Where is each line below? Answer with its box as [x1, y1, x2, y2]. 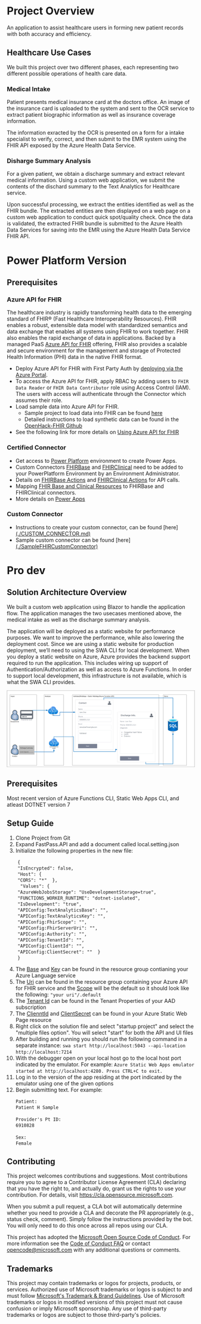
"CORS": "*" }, [17, 877, 58, 883]
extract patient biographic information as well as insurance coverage [7, 111, 175, 118]
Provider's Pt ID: [15, 1116, 61, 1122]
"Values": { [20, 883, 50, 889]
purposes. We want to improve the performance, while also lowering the [7, 634, 184, 641]
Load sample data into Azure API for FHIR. [15, 403, 119, 410]
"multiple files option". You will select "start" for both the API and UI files [15, 1029, 193, 1036]
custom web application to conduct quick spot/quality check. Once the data [7, 213, 193, 221]
